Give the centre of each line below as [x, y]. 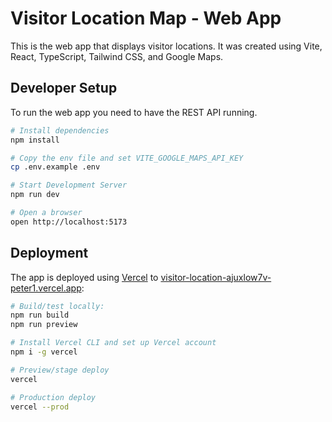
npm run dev [35, 195]
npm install [35, 140]
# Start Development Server [69, 185]
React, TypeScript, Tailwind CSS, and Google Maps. [117, 56]
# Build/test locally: [57, 306]
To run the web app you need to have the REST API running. [134, 112]
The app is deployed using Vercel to [84, 277]
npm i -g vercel [44, 352]
